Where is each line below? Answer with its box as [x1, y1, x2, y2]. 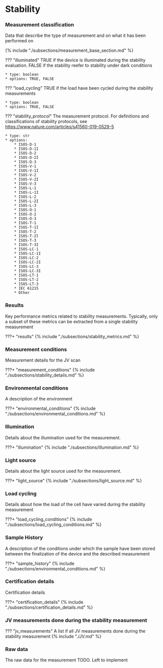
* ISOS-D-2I [14, 155, 39, 160]
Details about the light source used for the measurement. [5, 468, 122, 474]
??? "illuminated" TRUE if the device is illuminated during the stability [5, 57, 146, 63]
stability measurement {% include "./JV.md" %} [5, 634, 102, 640]
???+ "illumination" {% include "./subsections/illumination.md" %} [5, 444, 139, 450]
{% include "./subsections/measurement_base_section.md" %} [5, 47, 134, 53]
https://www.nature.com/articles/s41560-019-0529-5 [5, 124, 114, 130]
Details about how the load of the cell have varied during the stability [5, 502, 146, 508]
